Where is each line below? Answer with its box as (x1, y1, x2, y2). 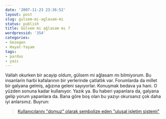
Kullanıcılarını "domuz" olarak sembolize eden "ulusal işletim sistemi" (17, 108, 160, 114)
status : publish (5, 21, 39, 26)
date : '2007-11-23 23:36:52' (5, 7, 66, 12)
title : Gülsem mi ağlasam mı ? (5, 26, 70, 31)
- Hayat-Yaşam (5, 44, 35, 49)
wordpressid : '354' (5, 30, 46, 35)
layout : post (5, 12, 32, 17)
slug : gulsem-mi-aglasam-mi (5, 16, 64, 21)
